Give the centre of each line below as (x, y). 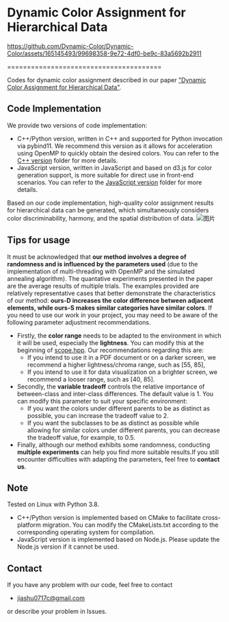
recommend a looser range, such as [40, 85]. (91, 379)
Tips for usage (39, 240)
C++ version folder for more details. (67, 160)
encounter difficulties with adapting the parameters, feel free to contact (118, 459)
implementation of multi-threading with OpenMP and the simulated (101, 271)
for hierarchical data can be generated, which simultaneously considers (108, 210)
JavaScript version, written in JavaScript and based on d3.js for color (114, 167)
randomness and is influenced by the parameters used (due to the (103, 264)
